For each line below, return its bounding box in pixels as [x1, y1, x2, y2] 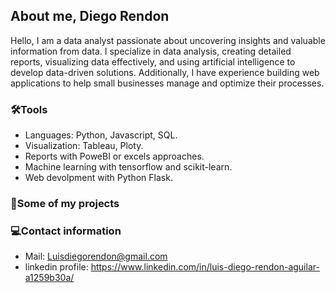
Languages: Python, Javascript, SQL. [24, 129, 178, 141]
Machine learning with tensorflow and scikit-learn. [24, 161, 233, 173]
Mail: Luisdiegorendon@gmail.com [24, 250, 168, 263]
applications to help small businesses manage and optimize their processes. [10, 77, 325, 89]
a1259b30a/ [24, 272, 75, 284]
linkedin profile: [24, 261, 89, 273]
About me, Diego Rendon [10, 8, 170, 25]
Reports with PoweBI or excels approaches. [24, 150, 205, 163]
